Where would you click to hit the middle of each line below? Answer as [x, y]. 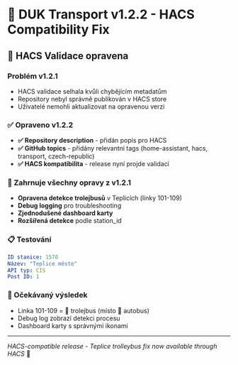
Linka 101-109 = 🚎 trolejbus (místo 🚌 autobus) [84, 310]
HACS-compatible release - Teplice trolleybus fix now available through [112, 346]
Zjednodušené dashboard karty [65, 213]
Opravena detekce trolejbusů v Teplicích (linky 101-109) [100, 198]
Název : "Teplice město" [42, 263]
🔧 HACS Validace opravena [68, 56]
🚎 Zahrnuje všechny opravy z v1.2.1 [69, 182]
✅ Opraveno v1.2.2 [40, 125]
